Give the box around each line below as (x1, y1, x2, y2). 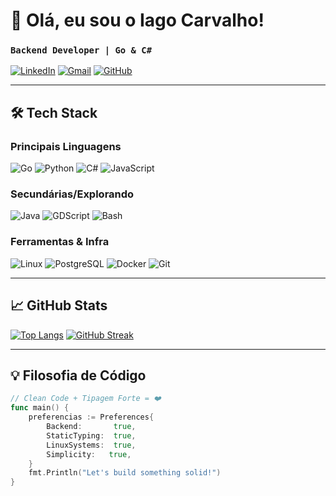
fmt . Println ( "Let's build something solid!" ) (28, 468, 222, 478)
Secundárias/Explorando (10, 187, 135, 201)
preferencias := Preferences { (28, 412, 155, 423)
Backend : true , (46, 422, 137, 432)
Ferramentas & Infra (10, 235, 110, 249)
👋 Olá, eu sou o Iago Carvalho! (10, 9, 265, 32)
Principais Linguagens (10, 139, 122, 153)
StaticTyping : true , (46, 430, 137, 441)
